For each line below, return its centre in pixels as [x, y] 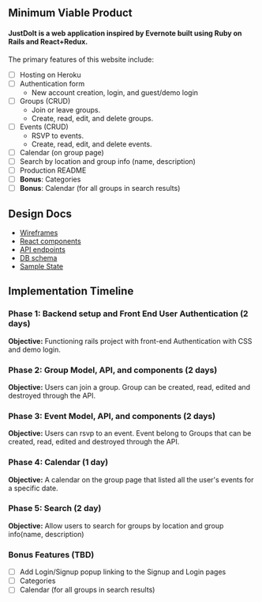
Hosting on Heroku [50, 74]
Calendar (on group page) [62, 152]
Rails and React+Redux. [48, 41]
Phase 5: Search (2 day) [55, 509]
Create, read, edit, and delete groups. [92, 118]
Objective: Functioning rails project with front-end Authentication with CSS [130, 341]
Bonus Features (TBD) [51, 554]
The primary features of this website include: [81, 59]
